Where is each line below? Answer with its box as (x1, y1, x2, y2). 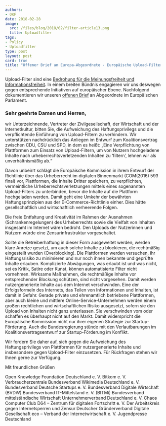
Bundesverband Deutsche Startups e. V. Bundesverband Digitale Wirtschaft (5, 384, 159, 390)
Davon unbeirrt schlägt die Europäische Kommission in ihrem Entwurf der (5, 167, 155, 174)
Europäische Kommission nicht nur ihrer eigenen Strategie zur (5, 319, 131, 325)
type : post (5, 49, 28, 54)
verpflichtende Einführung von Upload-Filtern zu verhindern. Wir (5, 132, 137, 138)
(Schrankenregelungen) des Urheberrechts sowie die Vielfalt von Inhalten (5, 219, 155, 225)
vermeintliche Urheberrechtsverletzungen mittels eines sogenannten (5, 183, 145, 189)
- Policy (5, 40, 23, 45)
